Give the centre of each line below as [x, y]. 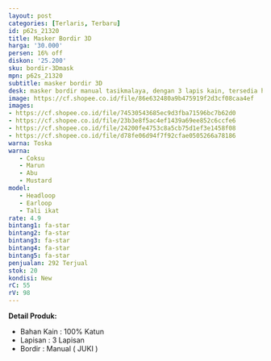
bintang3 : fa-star [39, 241]
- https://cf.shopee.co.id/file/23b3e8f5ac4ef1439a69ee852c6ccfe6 [122, 121]
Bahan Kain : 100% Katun [62, 332]
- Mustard [35, 181]
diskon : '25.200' [38, 61]
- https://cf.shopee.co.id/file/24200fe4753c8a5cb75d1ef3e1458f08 [122, 128]
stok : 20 [23, 271]
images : [21, 106]
